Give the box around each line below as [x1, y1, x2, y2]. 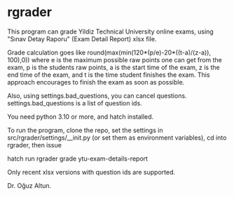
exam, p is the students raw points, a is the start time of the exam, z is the [7, 63, 220, 71]
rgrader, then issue [7, 140, 62, 149]
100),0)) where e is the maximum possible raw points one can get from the [7, 55, 223, 64]
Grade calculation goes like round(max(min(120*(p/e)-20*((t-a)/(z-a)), [7, 48, 212, 57]
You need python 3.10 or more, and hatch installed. [7, 112, 154, 121]
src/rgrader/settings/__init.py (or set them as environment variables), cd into [7, 133, 227, 142]
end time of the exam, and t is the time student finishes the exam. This [7, 71, 210, 79]
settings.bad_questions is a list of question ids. [7, 98, 142, 107]
